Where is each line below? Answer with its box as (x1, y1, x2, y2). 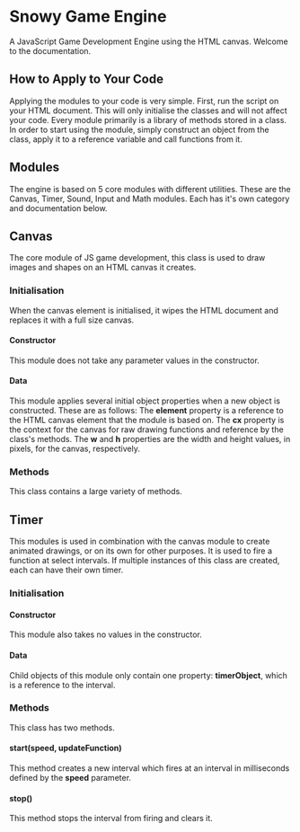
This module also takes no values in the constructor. (9, 629, 202, 640)
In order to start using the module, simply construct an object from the (9, 124, 269, 135)
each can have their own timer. (9, 564, 124, 576)
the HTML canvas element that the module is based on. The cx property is (9, 415, 285, 426)
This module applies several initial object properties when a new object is (9, 395, 281, 406)
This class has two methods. (9, 721, 115, 733)
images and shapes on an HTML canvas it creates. (9, 262, 197, 273)
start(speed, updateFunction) (9, 743, 123, 754)
